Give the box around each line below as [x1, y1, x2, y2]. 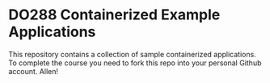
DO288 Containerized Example [8, 6, 221, 24]
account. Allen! [8, 66, 59, 76]
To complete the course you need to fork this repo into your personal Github [8, 58, 262, 68]
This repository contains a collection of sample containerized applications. [8, 49, 256, 59]
